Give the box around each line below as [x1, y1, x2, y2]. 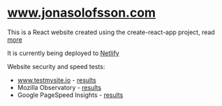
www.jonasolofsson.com [7, 5, 156, 21]
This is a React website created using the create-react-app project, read [7, 28, 215, 36]
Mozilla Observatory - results [17, 83, 102, 91]
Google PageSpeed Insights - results [17, 91, 124, 99]
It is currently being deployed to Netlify [7, 49, 120, 57]
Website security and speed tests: [7, 62, 105, 70]
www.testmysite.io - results [17, 75, 96, 84]
